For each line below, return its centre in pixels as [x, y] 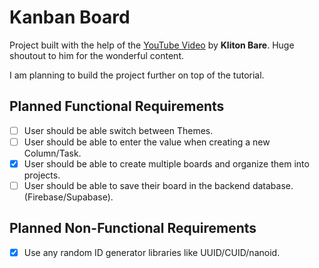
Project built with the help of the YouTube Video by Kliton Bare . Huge [152, 45]
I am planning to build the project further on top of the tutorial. [137, 75]
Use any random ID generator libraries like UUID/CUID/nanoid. [152, 252]
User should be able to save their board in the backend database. [158, 185]
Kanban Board [70, 17]
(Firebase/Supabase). [68, 197]
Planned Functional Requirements [117, 106]
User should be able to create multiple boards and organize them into [166, 163]
